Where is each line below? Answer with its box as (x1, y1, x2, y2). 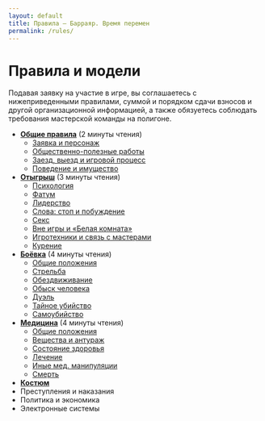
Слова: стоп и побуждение (32, 206, 125, 216)
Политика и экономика (19, 395, 100, 405)
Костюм (19, 378, 50, 388)
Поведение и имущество (32, 164, 119, 173)
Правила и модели (8, 61, 141, 80)
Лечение (32, 352, 63, 362)
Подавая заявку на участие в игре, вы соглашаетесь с (8, 88, 197, 98)
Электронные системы (19, 404, 100, 414)
